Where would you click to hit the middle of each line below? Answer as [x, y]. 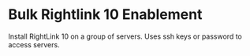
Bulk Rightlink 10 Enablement [105, 15]
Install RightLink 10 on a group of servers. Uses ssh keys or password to [125, 36]
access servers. [34, 44]
